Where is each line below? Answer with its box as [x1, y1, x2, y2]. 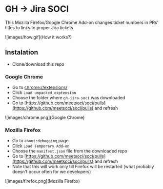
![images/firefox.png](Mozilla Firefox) [5, 178, 80, 184]
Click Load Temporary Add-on [12, 143, 70, 149]
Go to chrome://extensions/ [12, 84, 68, 91]
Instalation [5, 48, 38, 57]
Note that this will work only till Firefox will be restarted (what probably [12, 164, 154, 170]
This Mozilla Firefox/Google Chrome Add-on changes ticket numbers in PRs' [5, 19, 159, 25]
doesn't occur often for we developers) [12, 169, 91, 175]
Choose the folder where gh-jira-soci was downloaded [12, 95, 125, 101]
